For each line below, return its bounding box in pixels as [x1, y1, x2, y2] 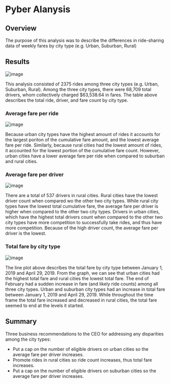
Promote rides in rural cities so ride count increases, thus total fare [12, 356, 152, 363]
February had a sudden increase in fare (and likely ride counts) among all [5, 281, 158, 287]
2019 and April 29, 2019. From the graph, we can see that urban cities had [5, 270, 160, 276]
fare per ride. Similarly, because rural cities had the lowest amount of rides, [5, 142, 162, 148]
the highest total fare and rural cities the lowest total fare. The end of [5, 275, 149, 281]
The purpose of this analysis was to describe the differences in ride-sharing [5, 37, 164, 43]
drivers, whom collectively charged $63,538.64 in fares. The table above [5, 92, 157, 98]
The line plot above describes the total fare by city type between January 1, [5, 264, 163, 270]
